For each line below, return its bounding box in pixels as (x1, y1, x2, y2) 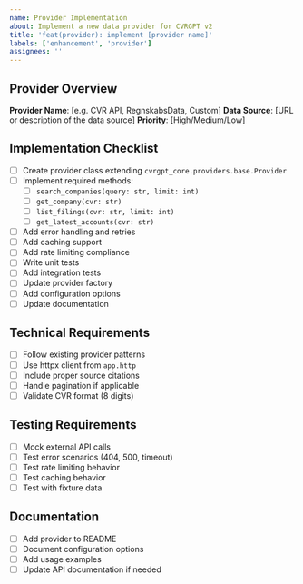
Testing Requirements (9, 417, 137, 432)
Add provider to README (22, 533, 117, 544)
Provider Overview (9, 81, 118, 96)
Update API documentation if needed (22, 564, 161, 575)
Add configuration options (22, 288, 121, 299)
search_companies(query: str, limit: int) (35, 187, 200, 196)
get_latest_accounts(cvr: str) (35, 218, 155, 227)
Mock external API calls (22, 441, 112, 452)
